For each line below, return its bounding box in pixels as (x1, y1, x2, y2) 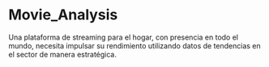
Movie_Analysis (8, 6, 118, 24)
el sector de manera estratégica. (8, 49, 117, 59)
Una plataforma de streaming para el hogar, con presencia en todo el (8, 32, 239, 42)
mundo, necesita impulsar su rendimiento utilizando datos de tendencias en (8, 40, 261, 50)
